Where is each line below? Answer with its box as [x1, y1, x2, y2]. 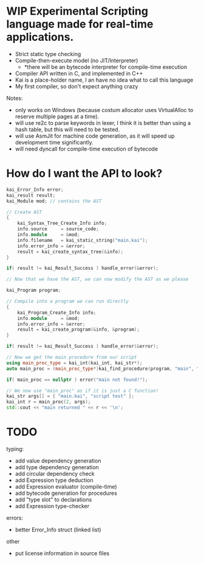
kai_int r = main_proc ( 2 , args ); [6, 399, 91, 405]
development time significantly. [15, 138, 94, 146]
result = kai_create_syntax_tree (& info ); [17, 249, 123, 255]
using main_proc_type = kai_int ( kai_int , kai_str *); [6, 359, 143, 366]
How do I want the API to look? [6, 166, 163, 180]
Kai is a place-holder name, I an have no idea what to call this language [15, 76, 194, 83]
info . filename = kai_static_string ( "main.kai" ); [17, 237, 148, 243]
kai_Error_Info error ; [6, 186, 64, 193]
